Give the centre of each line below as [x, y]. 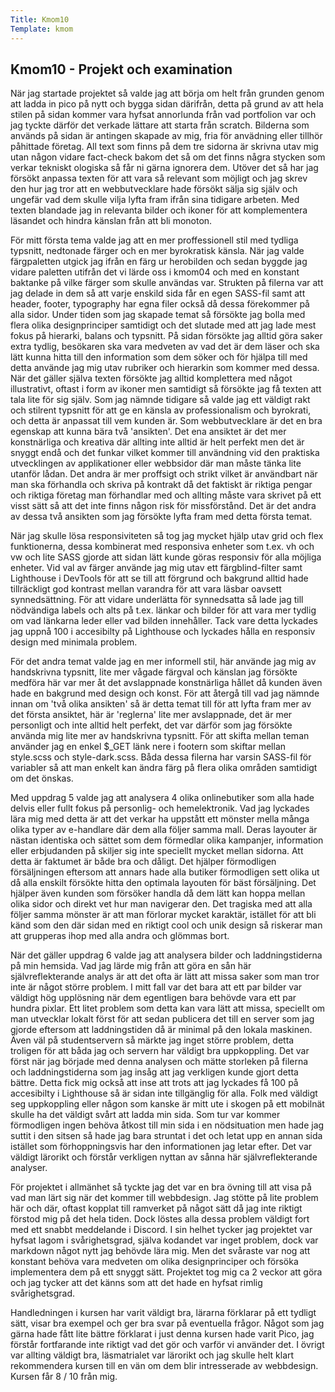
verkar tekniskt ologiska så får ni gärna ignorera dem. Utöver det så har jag [164, 168]
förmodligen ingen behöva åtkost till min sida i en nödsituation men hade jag [167, 1125]
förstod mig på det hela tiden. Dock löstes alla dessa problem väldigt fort [160, 1219]
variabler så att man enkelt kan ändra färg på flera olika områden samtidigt [164, 768]
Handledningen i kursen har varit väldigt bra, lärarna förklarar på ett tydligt [163, 1313]
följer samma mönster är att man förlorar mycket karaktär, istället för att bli [163, 915]
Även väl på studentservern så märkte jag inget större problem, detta [152, 1040]
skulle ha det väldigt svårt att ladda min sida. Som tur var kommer [145, 1115]
